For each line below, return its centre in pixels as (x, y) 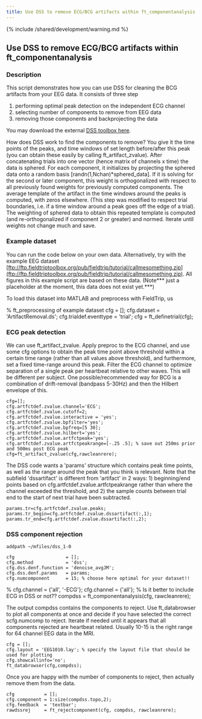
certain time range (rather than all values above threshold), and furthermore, (101, 358)
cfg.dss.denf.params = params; (48, 573)
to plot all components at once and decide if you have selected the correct (99, 614)
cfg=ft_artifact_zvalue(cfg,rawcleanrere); (62, 454)
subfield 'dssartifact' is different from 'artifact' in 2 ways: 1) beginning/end (98, 478)
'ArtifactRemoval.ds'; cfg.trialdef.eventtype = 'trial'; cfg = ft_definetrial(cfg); (100, 316)
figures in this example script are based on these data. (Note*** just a (93, 280)
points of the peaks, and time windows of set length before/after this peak (98, 149)
